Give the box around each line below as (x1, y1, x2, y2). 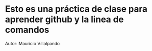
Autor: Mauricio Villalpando (5, 40, 60, 46)
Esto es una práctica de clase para (5, 3, 148, 15)
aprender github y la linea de (5, 14, 124, 25)
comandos (5, 25, 50, 35)
